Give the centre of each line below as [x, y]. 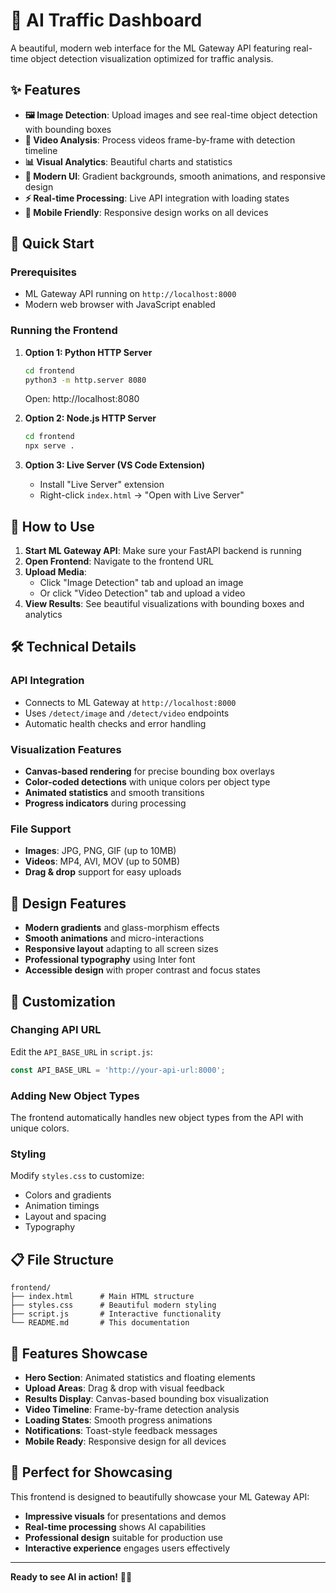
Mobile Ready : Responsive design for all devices [125, 1441]
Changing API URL [56, 1030]
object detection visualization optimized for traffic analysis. [152, 58]
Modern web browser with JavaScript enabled [120, 305]
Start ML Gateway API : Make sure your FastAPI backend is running [163, 551]
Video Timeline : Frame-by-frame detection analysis [132, 1409]
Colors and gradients [68, 1195]
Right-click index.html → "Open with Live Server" [142, 495]
